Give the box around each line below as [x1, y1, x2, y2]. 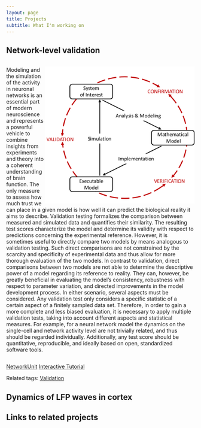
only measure [6, 187, 40, 195]
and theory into [6, 156, 44, 163]
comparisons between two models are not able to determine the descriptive [6, 263, 193, 271]
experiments [6, 149, 37, 156]
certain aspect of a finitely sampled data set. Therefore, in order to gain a [6, 302, 187, 309]
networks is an [6, 92, 43, 99]
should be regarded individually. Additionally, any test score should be [6, 333, 179, 341]
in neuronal [6, 86, 34, 93]
